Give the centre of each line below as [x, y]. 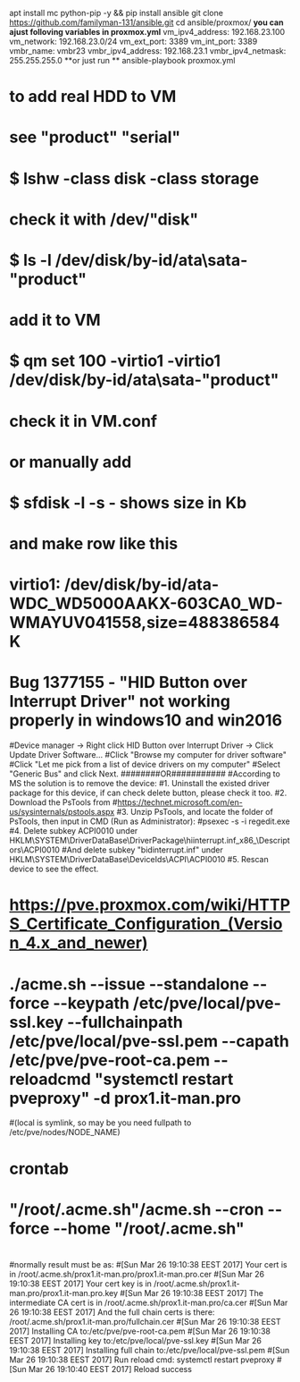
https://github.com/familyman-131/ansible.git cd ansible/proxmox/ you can [146, 22]
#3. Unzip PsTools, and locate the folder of [195, 812]
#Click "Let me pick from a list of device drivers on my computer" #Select [145, 765]
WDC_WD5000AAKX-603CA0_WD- [146, 604]
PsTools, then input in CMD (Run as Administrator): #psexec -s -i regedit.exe [150, 821]
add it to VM [55, 320]
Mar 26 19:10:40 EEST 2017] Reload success [110, 1369]
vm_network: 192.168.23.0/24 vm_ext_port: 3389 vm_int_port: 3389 [133, 41]
